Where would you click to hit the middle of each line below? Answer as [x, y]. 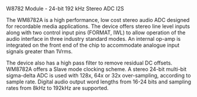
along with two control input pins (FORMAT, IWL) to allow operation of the [96, 33]
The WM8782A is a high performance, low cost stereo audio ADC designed [98, 20]
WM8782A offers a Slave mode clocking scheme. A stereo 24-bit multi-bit [96, 69]
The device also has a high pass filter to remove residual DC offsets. [89, 63]
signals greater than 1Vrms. [39, 51]
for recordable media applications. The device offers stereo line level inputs [98, 26]
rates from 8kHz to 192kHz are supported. [57, 88]
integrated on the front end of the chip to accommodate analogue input [93, 45]
